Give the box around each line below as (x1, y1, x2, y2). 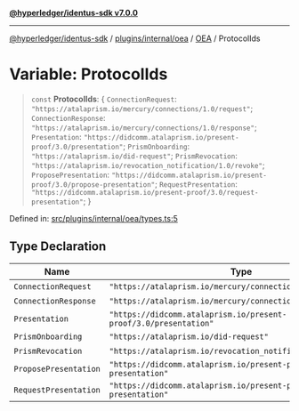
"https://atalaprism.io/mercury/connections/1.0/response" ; (30, 122, 257, 133)
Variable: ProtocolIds (9, 64, 168, 85)
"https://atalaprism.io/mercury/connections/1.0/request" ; (30, 102, 254, 114)
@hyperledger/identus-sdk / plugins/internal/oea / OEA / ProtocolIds (9, 33, 261, 44)
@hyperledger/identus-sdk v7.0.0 (9, 8, 138, 18)
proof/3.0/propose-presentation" (30, 180, 156, 189)
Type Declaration (9, 239, 107, 254)
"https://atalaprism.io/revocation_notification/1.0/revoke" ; (30, 159, 265, 170)
